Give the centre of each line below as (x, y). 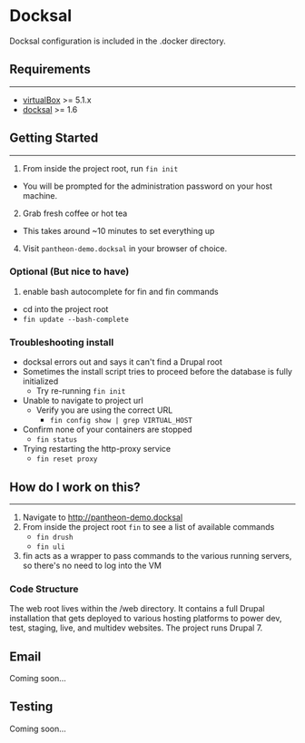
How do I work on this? (75, 487)
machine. (40, 195)
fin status (57, 440)
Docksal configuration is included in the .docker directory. (118, 41)
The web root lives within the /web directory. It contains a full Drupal (137, 609)
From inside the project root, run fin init (100, 168)
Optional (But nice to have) (69, 271)
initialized (40, 381)
